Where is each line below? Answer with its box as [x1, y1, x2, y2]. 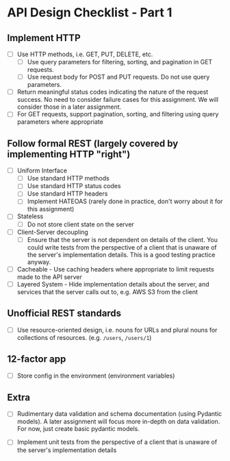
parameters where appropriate [16, 118, 104, 126]
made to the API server [16, 272, 82, 281]
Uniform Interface [16, 166, 67, 175]
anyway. [27, 258, 51, 266]
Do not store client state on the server [27, 220, 135, 228]
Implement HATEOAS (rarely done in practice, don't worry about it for [27, 197, 223, 206]
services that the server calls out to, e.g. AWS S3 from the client [16, 287, 199, 295]
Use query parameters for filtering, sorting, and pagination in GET [27, 58, 213, 66]
